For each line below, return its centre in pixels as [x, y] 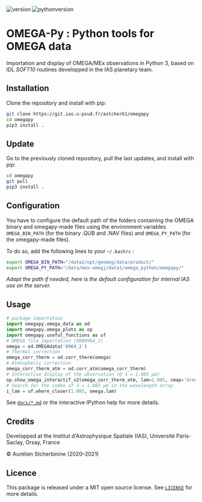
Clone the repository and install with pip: [56, 103]
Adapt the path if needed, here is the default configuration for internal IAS [98, 279]
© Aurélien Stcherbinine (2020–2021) [53, 454]
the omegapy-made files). [38, 239]
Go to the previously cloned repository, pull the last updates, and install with [100, 158]
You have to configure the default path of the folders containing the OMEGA [100, 220]
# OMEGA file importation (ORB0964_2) [55, 341]
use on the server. [29, 285]
